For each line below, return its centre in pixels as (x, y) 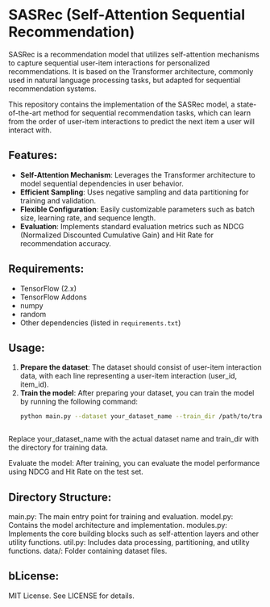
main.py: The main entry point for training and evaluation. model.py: (121, 517)
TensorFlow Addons (53, 297)
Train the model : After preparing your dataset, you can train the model (137, 393)
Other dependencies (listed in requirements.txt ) (100, 322)
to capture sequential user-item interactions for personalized (109, 63)
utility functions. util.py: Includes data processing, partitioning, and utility (129, 542)
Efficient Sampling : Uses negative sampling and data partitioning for (134, 192)
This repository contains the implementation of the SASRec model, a (122, 104)
